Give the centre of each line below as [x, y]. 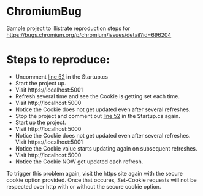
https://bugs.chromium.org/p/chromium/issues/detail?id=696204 [89, 34]
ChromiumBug [44, 11]
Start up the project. [40, 122]
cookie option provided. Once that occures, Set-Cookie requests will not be [102, 180]
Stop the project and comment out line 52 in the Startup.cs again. [98, 116]
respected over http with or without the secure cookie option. [84, 186]
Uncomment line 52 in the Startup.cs [62, 76]
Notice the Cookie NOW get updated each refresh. [79, 162]
